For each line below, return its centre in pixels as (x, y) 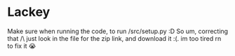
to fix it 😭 (22, 46)
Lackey (29, 12)
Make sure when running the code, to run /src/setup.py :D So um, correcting (118, 31)
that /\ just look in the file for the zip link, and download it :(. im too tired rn (114, 38)
